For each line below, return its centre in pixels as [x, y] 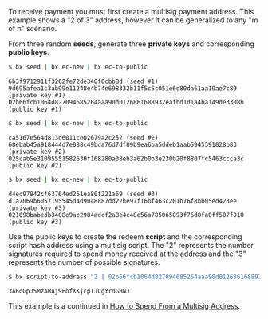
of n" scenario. [33, 28]
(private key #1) [37, 95]
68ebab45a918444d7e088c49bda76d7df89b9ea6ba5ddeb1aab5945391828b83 [123, 144]
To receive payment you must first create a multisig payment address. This [131, 12]
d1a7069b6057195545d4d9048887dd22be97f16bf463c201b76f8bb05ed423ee [123, 201]
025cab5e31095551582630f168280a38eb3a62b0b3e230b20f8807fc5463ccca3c [126, 159]
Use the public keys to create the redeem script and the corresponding [125, 236]
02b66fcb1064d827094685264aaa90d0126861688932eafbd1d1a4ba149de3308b [126, 102]
